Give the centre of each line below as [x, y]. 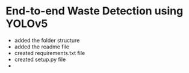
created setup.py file [40, 59]
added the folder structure [47, 40]
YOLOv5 [27, 24]
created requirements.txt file [50, 53]
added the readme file [42, 47]
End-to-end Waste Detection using [94, 11]
